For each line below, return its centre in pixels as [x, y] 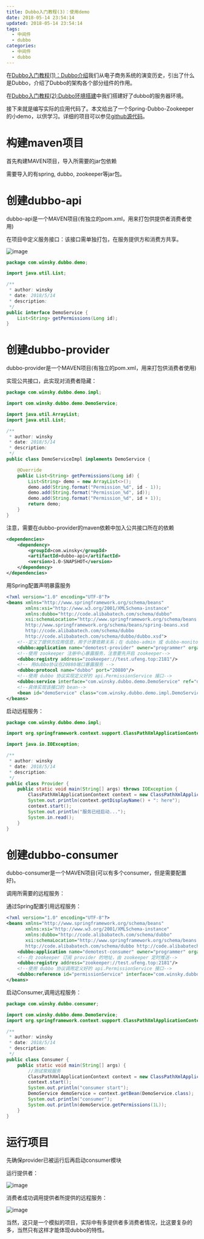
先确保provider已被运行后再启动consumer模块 [64, 1160]
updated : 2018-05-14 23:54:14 [45, 23]
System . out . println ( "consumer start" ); [79, 1088]
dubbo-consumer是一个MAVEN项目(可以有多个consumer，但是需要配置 [96, 873]
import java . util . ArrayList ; [43, 414]
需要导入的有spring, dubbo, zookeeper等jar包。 [66, 174]
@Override [30, 470]
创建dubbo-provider [58, 350]
